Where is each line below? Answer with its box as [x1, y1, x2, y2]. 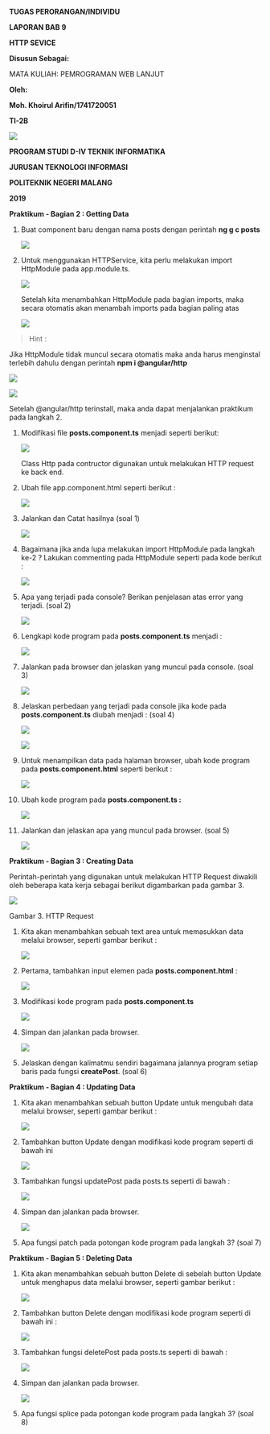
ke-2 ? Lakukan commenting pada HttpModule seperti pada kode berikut [20, 553, 262, 562]
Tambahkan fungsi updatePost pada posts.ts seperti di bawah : [20, 1176, 231, 1186]
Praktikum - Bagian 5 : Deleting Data [9, 1254, 133, 1262]
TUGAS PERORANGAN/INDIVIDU [9, 7, 121, 16]
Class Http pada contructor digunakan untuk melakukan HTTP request [20, 459, 254, 468]
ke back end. [20, 467, 64, 477]
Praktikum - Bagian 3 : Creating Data [9, 857, 133, 866]
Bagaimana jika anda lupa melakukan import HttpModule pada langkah [20, 544, 256, 554]
